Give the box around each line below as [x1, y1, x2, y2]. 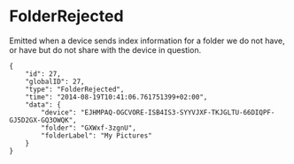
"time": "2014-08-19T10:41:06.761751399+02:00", [25, 93, 208, 101]
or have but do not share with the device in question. [9, 44, 202, 55]
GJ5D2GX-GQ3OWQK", [9, 116, 77, 124]
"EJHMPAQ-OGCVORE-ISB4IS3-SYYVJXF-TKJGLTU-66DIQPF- [80, 108, 275, 116]
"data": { [25, 100, 62, 109]
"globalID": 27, [25, 77, 86, 86]
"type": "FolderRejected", [25, 85, 125, 93]
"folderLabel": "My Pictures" [41, 130, 152, 140]
